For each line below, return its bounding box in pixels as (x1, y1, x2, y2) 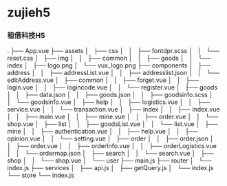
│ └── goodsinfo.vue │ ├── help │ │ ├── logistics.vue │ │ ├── (7, 98, 210, 106)
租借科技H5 (7, 31, 45, 41)
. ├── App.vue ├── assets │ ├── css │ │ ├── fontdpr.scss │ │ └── (7, 47, 220, 55)
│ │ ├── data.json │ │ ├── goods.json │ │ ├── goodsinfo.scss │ (7, 91, 213, 99)
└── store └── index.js (7, 171, 74, 180)
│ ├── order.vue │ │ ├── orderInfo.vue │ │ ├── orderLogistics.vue (7, 142, 217, 150)
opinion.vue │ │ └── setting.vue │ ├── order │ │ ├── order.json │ (7, 134, 215, 143)
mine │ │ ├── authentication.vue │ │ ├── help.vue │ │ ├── (7, 127, 198, 136)
